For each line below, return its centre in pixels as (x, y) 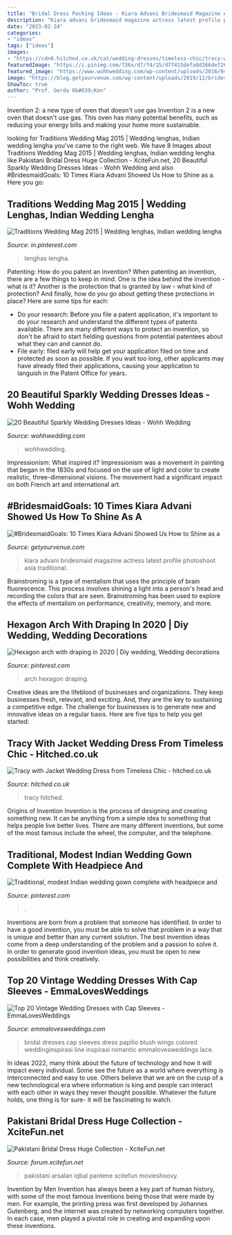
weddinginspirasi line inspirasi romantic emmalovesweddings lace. (119, 1049)
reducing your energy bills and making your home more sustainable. (104, 125)
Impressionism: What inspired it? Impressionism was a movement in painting (116, 462)
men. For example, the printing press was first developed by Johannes (107, 1203)
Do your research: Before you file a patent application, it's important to (117, 314)
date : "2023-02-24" (35, 26)
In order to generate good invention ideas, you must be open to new (104, 951)
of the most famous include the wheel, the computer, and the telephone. (110, 833)
